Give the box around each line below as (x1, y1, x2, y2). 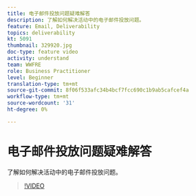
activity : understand (7, 55, 69, 62)
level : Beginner (7, 74, 54, 81)
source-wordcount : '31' (7, 100, 76, 107)
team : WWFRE (7, 61, 41, 68)
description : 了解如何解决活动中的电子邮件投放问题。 (7, 17, 145, 23)
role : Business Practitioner (7, 67, 91, 74)
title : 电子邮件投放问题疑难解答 (7, 10, 91, 17)
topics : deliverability (7, 29, 76, 36)
